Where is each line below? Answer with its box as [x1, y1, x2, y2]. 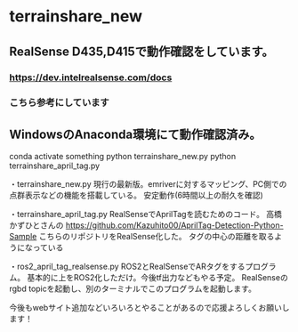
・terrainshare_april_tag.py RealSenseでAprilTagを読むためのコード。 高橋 [9, 209, 283, 220]
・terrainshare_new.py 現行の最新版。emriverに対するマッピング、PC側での [9, 179, 287, 190]
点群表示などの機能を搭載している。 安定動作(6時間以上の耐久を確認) [9, 190, 264, 201]
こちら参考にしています [9, 96, 109, 109]
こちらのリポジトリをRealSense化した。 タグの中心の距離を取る [38, 231, 275, 242]
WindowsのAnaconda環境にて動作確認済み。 [9, 126, 262, 142]
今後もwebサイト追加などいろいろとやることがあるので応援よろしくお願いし [9, 303, 290, 313]
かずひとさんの [9, 220, 64, 231]
